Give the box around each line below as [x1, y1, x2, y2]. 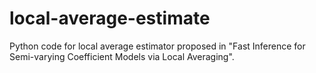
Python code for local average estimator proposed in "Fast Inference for [9, 40, 306, 52]
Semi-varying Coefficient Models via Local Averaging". [9, 50, 235, 62]
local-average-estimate [9, 7, 211, 30]
